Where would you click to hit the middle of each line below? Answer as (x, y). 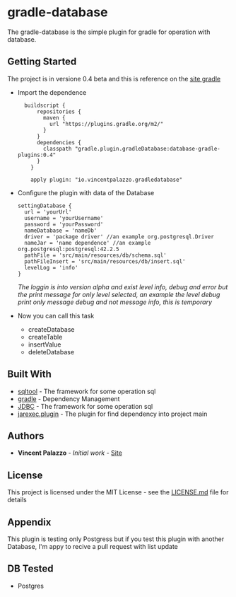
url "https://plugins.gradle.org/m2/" (106, 124)
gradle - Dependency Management (69, 399)
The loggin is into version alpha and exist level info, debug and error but (123, 286)
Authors (26, 436)
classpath (58, 149)
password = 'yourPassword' (64, 224)
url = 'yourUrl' (48, 212)
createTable (45, 337)
